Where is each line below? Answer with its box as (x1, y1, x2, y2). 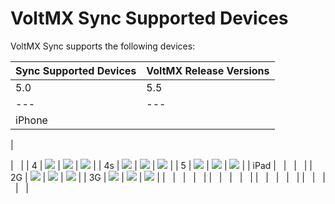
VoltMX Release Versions (146, 63, 270, 77)
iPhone (15, 113, 48, 127)
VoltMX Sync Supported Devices (10, 7, 289, 30)
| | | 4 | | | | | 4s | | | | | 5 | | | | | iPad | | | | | (10, 159, 313, 171)
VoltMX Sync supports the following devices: (10, 40, 196, 52)
